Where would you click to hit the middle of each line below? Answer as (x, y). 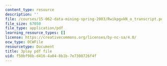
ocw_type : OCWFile (24, 42)
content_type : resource (30, 10)
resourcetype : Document (30, 47)
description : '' (22, 14)
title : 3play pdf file (29, 51)
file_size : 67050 (23, 24)
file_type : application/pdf (34, 28)
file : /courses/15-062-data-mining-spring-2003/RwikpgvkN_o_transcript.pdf (85, 19)
